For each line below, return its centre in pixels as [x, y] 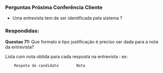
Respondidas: [22, 31]
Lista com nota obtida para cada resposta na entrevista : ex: [67, 56]
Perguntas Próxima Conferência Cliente [54, 7]
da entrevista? [20, 47]
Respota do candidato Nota [50, 66]
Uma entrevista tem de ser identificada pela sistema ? [67, 18]
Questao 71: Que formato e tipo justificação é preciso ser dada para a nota [82, 41]
